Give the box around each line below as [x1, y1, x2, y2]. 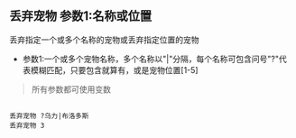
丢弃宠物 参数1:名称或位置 [9, 8, 153, 24]
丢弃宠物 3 [9, 121, 45, 130]
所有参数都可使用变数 [31, 84, 111, 95]
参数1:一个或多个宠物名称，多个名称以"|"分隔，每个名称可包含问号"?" [22, 53, 280, 64]
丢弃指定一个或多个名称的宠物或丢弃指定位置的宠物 [9, 34, 199, 45]
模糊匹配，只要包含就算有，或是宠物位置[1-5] [30, 64, 199, 75]
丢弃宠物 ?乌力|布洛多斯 [9, 111, 89, 120]
